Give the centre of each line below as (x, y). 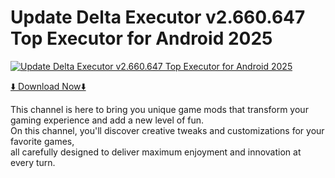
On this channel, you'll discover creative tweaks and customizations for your (167, 130)
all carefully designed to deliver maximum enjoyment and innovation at (156, 152)
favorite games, (42, 141)
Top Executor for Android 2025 (141, 38)
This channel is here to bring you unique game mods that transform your (159, 109)
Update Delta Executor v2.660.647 (158, 17)
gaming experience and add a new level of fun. (107, 120)
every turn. (33, 162)
